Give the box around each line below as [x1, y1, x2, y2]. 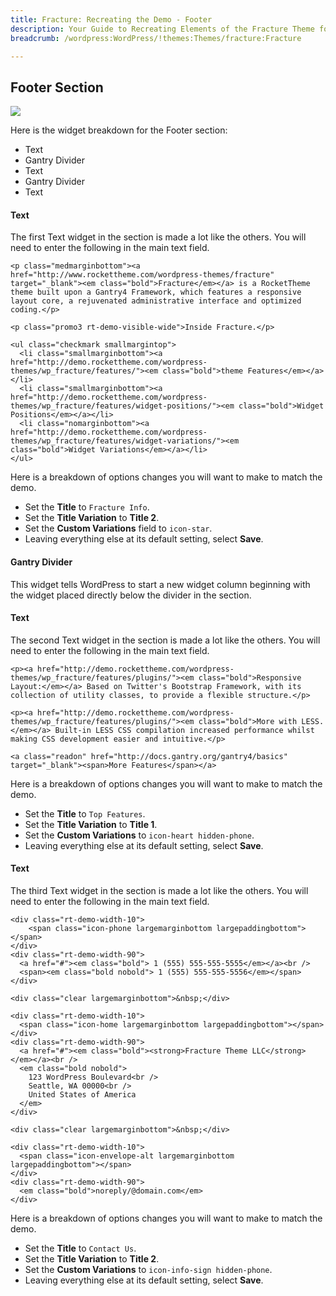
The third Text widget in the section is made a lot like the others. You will [10, 885, 309, 896]
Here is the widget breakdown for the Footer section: [10, 124, 228, 136]
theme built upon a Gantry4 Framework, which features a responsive [10, 287, 302, 298]
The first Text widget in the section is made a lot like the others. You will [10, 231, 307, 243]
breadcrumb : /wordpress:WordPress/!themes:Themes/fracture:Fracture [10, 33, 302, 43]
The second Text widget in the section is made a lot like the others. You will [10, 634, 321, 646]
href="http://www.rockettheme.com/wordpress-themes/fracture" [10, 270, 275, 280]
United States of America [28, 1090, 137, 1100]
